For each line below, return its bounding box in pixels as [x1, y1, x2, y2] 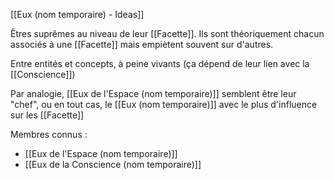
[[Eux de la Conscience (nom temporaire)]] [24, 159, 202, 170]
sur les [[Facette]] [10, 109, 85, 121]
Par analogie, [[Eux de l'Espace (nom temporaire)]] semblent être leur [10, 88, 297, 99]
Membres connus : [10, 129, 88, 140]
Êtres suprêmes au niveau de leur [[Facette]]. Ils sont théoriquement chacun [10, 28, 325, 39]
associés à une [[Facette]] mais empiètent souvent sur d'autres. [10, 39, 274, 50]
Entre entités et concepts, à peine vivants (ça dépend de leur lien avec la [10, 58, 310, 69]
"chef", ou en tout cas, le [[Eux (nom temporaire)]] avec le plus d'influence [10, 99, 318, 110]
